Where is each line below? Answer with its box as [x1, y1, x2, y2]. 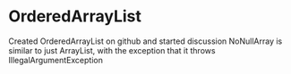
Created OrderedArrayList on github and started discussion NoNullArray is [8, 36, 283, 46]
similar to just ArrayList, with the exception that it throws [8, 45, 216, 55]
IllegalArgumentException [8, 54, 104, 65]
